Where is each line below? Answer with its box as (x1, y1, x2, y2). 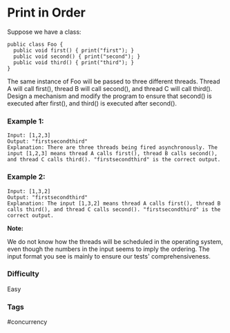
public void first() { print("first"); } (13, 47, 135, 54)
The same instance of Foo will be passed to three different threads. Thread (7, 77, 220, 85)
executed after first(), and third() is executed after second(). (7, 99, 178, 108)
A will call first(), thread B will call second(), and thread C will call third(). (7, 84, 213, 92)
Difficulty (7, 269, 39, 279)
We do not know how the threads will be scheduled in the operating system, (7, 237, 223, 245)
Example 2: (7, 172, 46, 182)
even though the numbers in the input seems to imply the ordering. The (7, 245, 210, 253)
